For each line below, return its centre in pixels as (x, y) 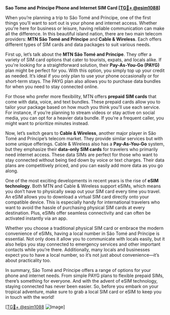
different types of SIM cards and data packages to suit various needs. (78, 45)
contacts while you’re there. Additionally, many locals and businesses (78, 250)
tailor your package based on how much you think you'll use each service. (83, 107)
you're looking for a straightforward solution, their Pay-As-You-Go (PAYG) (82, 65)
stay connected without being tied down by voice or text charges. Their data (85, 160)
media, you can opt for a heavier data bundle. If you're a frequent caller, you (85, 118)
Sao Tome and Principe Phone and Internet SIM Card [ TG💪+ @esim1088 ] (83, 8)
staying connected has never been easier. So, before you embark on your (82, 286)
